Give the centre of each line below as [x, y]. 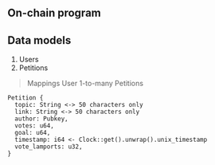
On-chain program [54, 13]
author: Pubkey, [41, 119]
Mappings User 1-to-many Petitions [85, 84]
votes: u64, [35, 126]
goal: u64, [33, 133]
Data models [39, 40]
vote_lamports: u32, [49, 147]
